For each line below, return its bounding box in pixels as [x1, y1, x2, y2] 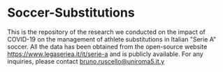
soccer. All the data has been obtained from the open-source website [7, 42, 208, 51]
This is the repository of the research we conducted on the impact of [7, 28, 206, 36]
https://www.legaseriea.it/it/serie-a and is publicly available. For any [7, 50, 204, 58]
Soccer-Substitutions [7, 5, 135, 21]
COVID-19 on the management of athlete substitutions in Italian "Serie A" [7, 35, 217, 43]
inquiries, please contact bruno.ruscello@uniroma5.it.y [7, 57, 165, 65]
